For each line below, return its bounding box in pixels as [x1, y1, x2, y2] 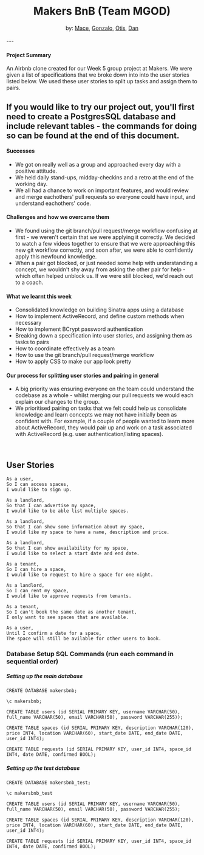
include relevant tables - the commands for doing [6, 120, 197, 131]
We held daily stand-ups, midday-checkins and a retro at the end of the [15, 173, 194, 181]
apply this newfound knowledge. [15, 252, 97, 260]
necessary [15, 319, 42, 327]
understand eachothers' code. [15, 199, 91, 207]
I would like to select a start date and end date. [6, 550, 140, 557]
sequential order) [6, 657, 59, 666]
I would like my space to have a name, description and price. [6, 529, 170, 536]
